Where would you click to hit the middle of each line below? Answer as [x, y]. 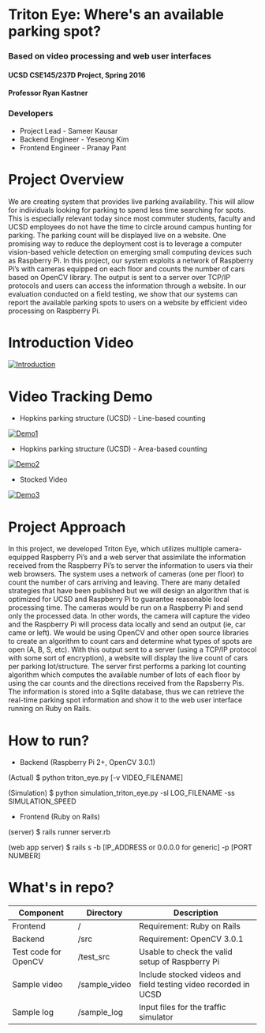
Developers [31, 114]
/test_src [94, 957]
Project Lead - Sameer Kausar [69, 131]
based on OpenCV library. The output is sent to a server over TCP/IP [119, 277]
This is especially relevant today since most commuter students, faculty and [132, 218]
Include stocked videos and [190, 974]
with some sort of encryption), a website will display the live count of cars [128, 658]
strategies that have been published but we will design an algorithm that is [129, 591]
